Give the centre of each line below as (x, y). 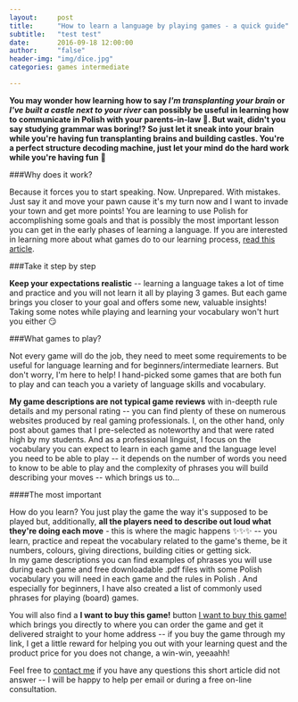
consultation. (33, 689)
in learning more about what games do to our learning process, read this (142, 239)
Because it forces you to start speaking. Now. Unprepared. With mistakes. (145, 192)
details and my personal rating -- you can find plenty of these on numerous (148, 410)
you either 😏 (33, 321)
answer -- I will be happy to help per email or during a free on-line (131, 680)
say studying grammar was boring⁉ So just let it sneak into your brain (142, 128)
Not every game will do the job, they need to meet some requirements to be (148, 355)
